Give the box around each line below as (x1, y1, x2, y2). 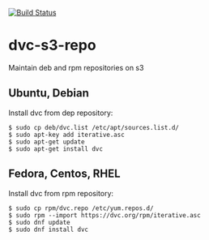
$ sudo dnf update (8, 218, 70, 226)
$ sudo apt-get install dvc (8, 144, 104, 153)
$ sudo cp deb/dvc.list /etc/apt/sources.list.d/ (8, 123, 180, 131)
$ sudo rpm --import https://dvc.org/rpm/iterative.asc (8, 211, 201, 219)
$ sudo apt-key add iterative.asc (8, 131, 126, 139)
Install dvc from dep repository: (8, 108, 113, 118)
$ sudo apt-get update (8, 138, 85, 146)
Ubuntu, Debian (8, 86, 89, 101)
